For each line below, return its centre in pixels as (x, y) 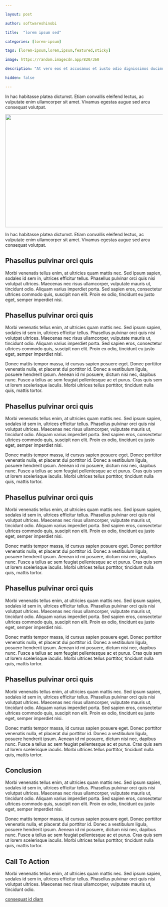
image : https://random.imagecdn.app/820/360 (52, 60)
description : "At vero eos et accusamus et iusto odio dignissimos (77, 69)
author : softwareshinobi (31, 23)
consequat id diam (24, 899)
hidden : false (20, 78)
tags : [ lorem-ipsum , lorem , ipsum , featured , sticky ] (58, 51)
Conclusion (23, 771)
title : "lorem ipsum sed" (33, 32)
